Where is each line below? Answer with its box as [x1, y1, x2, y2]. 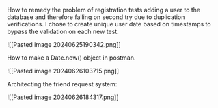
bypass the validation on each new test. [7, 27, 120, 35]
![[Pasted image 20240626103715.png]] [7, 67, 120, 75]
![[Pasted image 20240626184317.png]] [7, 93, 119, 101]
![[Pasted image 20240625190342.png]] [7, 41, 121, 48]
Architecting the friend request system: [7, 80, 118, 88]
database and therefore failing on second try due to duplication [7, 13, 185, 21]
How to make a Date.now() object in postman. [7, 54, 136, 62]
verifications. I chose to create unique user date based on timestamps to [7, 20, 211, 28]
